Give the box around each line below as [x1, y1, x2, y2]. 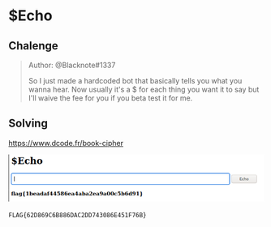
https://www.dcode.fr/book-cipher [8, 138, 124, 148]
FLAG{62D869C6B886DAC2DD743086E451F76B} [8, 212, 148, 220]
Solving [8, 117, 49, 131]
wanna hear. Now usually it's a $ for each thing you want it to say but [28, 84, 260, 94]
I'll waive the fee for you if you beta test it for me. [28, 93, 193, 103]
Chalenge [8, 39, 58, 53]
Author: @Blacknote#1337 [28, 60, 116, 70]
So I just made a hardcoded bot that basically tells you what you [28, 76, 243, 85]
